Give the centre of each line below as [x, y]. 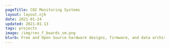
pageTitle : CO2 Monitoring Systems [43, 10]
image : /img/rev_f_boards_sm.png [40, 33]
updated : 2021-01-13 [27, 24]
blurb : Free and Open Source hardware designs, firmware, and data [78, 38]
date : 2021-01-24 [24, 19]
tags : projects [21, 28]
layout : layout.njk [26, 14]
